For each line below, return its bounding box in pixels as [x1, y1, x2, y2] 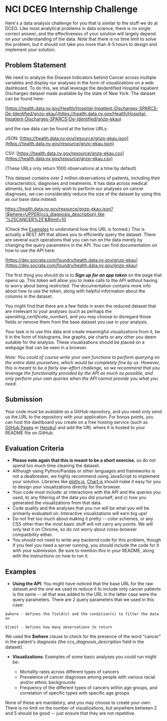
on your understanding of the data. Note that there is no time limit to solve [5, 36, 157, 42]
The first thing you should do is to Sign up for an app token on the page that [5, 272, 162, 278]
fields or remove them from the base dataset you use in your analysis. [5, 319, 148, 325]
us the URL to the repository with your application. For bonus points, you [5, 414, 154, 420]
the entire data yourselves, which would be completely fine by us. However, [5, 359, 161, 365]
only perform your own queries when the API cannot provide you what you [5, 375, 158, 381]
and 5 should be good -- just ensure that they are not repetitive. [5, 711, 136, 717]
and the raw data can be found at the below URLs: [5, 125, 108, 131]
